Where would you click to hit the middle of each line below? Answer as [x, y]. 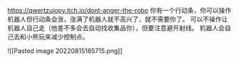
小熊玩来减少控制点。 [57, 37]
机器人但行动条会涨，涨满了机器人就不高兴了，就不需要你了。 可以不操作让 [118, 19]
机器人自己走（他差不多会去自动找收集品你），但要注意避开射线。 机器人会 [116, 28]
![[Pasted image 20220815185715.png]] [65, 51]
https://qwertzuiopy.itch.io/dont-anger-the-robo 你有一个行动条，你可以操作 [119, 10]
